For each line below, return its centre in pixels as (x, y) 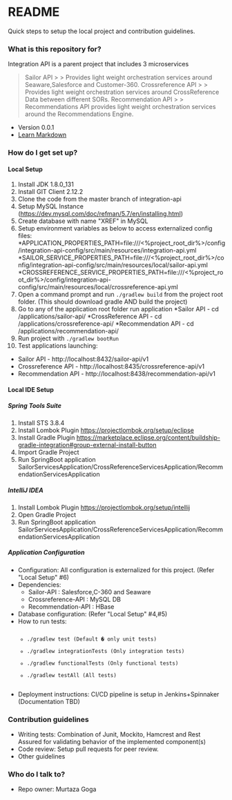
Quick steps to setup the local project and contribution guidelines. (101, 31)
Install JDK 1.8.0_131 (46, 184)
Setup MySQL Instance (50, 206)
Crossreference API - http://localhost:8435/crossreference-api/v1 (111, 367)
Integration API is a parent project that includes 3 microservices (98, 64)
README (34, 12)
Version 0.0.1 (36, 128)
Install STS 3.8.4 (41, 422)
